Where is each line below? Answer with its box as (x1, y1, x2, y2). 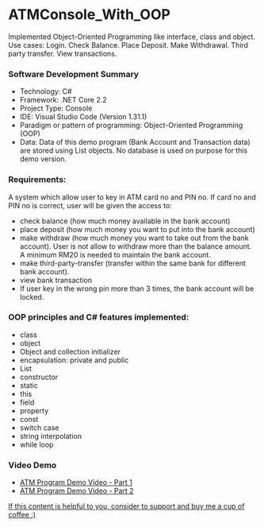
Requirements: (8, 174, 67, 185)
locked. (19, 292, 44, 301)
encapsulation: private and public (19, 355, 129, 365)
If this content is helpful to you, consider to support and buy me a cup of (8, 502, 245, 511)
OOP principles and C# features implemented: (8, 312, 189, 323)
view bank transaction (19, 275, 93, 285)
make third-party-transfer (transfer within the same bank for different (19, 258, 246, 268)
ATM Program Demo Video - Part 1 (19, 478, 133, 487)
